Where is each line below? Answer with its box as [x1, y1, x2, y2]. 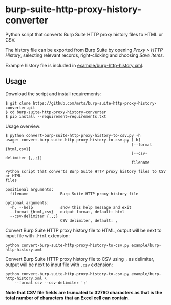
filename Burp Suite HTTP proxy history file [10, 191, 139, 196]
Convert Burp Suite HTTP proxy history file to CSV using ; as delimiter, [5, 256, 155, 262]
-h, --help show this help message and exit [10, 205, 132, 210]
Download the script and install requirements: [5, 91, 101, 97]
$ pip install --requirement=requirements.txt [5, 114, 106, 119]
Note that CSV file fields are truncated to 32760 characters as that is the [5, 289, 163, 295]
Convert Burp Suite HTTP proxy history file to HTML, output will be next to [5, 227, 162, 233]
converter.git [5, 105, 36, 110]
